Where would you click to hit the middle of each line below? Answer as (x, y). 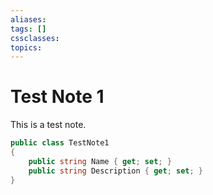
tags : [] (28, 29)
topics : (26, 47)
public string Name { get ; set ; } (100, 161)
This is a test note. (48, 125)
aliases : (28, 19)
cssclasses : (35, 38)
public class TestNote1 (60, 143)
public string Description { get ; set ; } (115, 171)
